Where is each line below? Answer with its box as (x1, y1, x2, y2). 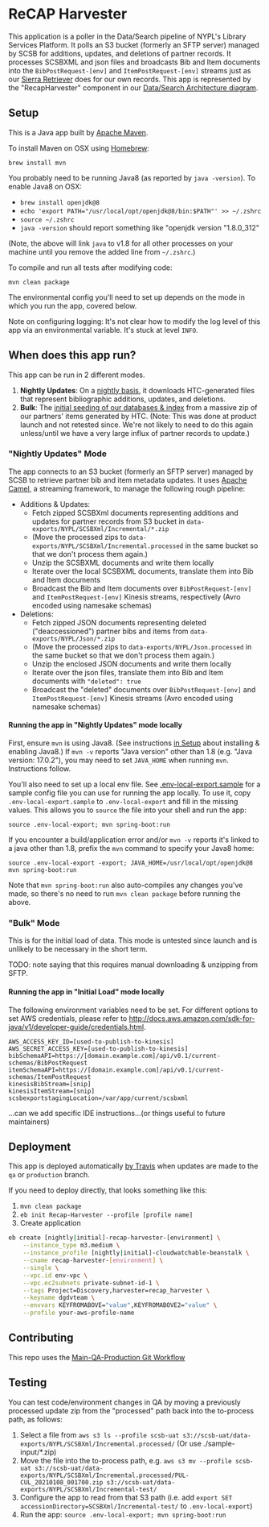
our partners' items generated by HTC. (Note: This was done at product (19, 411, 257, 421)
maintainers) (8, 1117, 50, 1127)
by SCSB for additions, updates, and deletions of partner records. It (8, 48, 231, 58)
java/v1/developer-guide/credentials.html (8, 1022, 145, 1031)
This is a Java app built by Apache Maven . (8, 127, 149, 137)
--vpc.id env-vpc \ (22, 1271, 88, 1280)
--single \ (22, 1264, 59, 1272)
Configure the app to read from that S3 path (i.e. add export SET (19, 1492, 233, 1502)
